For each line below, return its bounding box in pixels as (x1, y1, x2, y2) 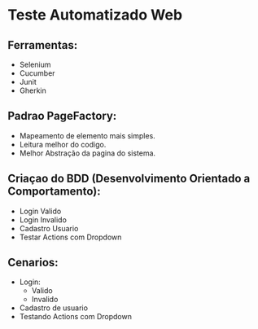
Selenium (19, 59, 51, 69)
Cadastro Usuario (19, 223, 79, 233)
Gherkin (19, 86, 46, 95)
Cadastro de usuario (19, 303, 89, 313)
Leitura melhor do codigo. (19, 139, 107, 149)
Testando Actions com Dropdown (19, 312, 132, 322)
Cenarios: (7, 256, 59, 270)
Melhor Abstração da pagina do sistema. (19, 148, 156, 158)
